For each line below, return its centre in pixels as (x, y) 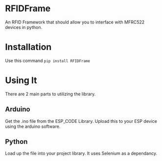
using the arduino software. (33, 126)
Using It (21, 80)
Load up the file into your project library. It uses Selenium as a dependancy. (81, 153)
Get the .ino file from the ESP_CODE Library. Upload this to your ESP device (81, 121)
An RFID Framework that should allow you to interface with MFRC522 (75, 22)
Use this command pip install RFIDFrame (48, 60)
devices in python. (24, 27)
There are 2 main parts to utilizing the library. (50, 94)
